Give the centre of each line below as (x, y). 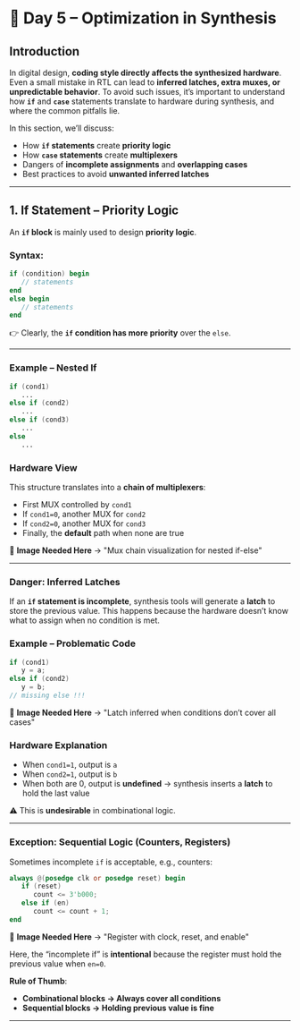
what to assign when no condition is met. (85, 620)
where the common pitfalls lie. (65, 111)
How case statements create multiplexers (100, 155)
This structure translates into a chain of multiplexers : (108, 487)
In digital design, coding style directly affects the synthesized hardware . (146, 72)
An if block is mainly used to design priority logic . (103, 232)
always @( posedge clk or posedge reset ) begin (97, 878)
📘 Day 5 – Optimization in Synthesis (143, 18)
